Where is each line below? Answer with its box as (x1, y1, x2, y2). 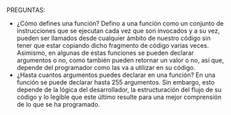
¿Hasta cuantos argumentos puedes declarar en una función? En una (16, 71, 216, 79)
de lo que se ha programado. (16, 100, 100, 108)
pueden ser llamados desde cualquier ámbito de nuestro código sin (16, 34, 211, 42)
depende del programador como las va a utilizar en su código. (16, 64, 196, 71)
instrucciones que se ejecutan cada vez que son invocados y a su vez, (16, 27, 221, 35)
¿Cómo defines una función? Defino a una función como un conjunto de (16, 19, 224, 27)
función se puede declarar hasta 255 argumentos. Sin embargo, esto (16, 78, 215, 86)
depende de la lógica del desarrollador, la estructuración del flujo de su (16, 86, 222, 94)
